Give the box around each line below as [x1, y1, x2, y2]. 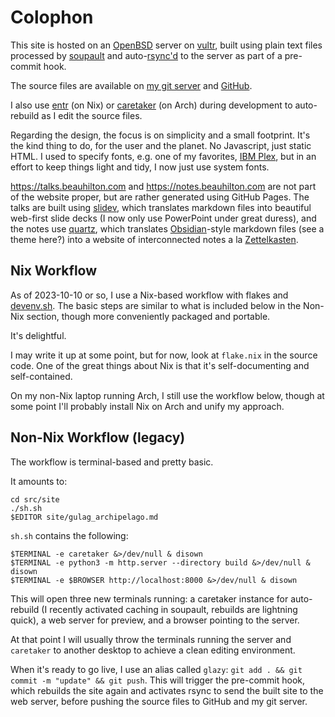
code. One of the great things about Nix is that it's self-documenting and [10, 359, 310, 371]
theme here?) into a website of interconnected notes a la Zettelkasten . [10, 233, 299, 245]
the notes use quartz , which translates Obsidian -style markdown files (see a [10, 222, 325, 235]
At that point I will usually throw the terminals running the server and [10, 633, 292, 645]
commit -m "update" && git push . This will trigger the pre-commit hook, [10, 674, 306, 686]
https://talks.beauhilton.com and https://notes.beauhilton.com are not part [10, 180, 317, 192]
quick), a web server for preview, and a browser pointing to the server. [10, 614, 300, 626]
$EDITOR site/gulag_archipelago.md [10, 512, 159, 522]
